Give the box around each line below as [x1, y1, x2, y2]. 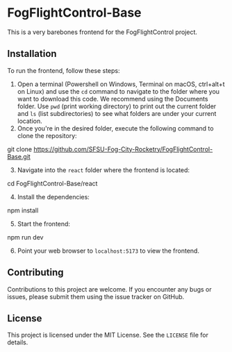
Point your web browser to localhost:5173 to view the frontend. [17, 246, 200, 255]
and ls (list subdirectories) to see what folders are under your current [17, 109, 217, 117]
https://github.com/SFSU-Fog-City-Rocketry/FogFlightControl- [33, 144, 213, 153]
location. [17, 117, 43, 125]
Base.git [7, 152, 31, 160]
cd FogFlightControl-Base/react [7, 179, 98, 187]
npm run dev [7, 233, 44, 241]
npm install [7, 206, 39, 215]
